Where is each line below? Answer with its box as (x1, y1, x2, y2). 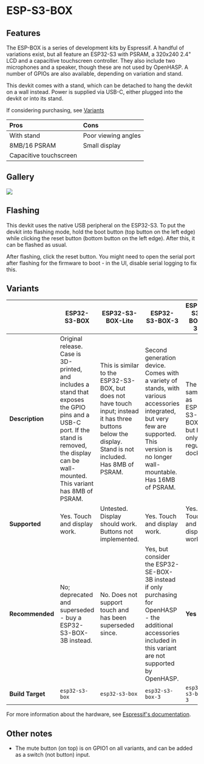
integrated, (144, 407, 176, 415)
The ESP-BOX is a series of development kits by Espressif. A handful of (6, 44, 185, 51)
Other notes (6, 728, 53, 738)
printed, (59, 365, 83, 374)
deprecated (59, 591, 93, 599)
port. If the (59, 426, 90, 435)
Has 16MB (144, 476, 175, 484)
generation (144, 354, 176, 362)
